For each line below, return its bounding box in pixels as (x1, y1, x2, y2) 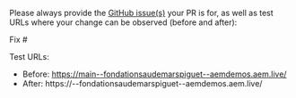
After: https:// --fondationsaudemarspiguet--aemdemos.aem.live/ (22, 78, 263, 88)
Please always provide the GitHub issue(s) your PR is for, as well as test (9, 8, 274, 18)
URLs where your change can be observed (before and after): (9, 17, 238, 28)
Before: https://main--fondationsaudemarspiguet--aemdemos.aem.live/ (22, 69, 287, 79)
